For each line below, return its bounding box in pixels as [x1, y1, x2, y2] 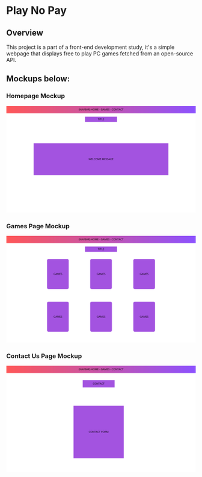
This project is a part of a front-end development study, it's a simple [6, 43, 175, 51]
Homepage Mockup [6, 92, 65, 100]
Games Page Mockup [6, 222, 70, 230]
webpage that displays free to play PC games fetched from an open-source [6, 50, 194, 57]
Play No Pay [6, 4, 67, 17]
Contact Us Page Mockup [6, 352, 82, 360]
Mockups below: [6, 73, 70, 84]
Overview [6, 28, 44, 38]
